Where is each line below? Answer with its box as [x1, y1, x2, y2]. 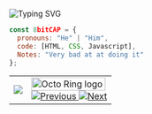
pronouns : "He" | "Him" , [17, 34, 109, 42]
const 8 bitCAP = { [9, 26, 77, 34]
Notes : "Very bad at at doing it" [17, 49, 144, 59]
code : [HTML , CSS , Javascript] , [17, 42, 137, 50]
